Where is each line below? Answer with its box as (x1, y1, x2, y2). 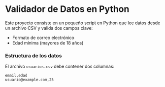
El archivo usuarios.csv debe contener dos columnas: (5, 63, 115, 70)
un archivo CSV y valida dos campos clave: (5, 25, 93, 31)
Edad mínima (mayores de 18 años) (12, 40, 84, 45)
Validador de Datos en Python (5, 3, 130, 15)
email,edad (5, 73, 28, 78)
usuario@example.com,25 (5, 78, 54, 83)
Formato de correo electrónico (12, 35, 75, 41)
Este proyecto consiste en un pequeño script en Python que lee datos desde (5, 20, 161, 26)
